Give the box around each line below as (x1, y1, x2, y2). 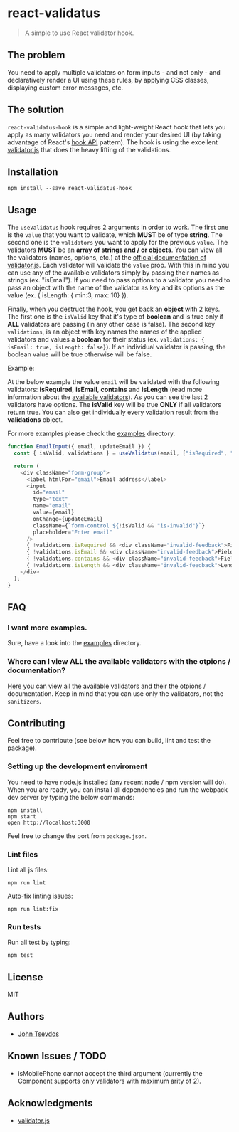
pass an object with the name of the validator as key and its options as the (7, 283, 225, 292)
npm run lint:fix (7, 905, 59, 912)
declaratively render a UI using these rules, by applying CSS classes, (7, 75, 209, 84)
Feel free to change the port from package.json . (7, 831, 147, 840)
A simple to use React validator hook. (24, 28, 134, 37)
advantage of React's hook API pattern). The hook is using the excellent (7, 137, 218, 147)
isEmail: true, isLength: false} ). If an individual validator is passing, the (7, 343, 226, 351)
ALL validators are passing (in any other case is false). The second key (7, 320, 216, 329)
